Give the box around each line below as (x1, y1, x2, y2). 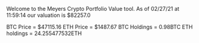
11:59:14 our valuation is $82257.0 (6, 12, 91, 19)
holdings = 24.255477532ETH (6, 30, 82, 37)
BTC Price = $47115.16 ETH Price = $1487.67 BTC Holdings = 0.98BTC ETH (6, 24, 193, 30)
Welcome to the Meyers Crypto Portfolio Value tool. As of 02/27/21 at (6, 5, 180, 12)
